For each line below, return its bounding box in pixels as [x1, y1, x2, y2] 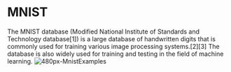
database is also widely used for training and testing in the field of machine [7, 50, 224, 58]
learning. [7, 57, 33, 65]
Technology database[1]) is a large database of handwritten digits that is [7, 34, 216, 43]
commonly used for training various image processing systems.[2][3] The [7, 42, 220, 50]
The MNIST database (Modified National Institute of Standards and [7, 27, 199, 36]
